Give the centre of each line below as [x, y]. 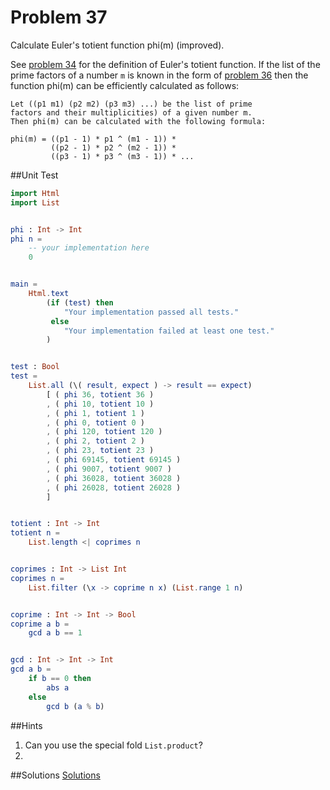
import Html [35, 193]
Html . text [49, 294]
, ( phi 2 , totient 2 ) [95, 441]
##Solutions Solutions [55, 775]
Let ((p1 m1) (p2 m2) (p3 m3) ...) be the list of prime [131, 104]
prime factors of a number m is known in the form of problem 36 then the [159, 75]
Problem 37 [59, 17]
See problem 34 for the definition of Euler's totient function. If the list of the [165, 64]
